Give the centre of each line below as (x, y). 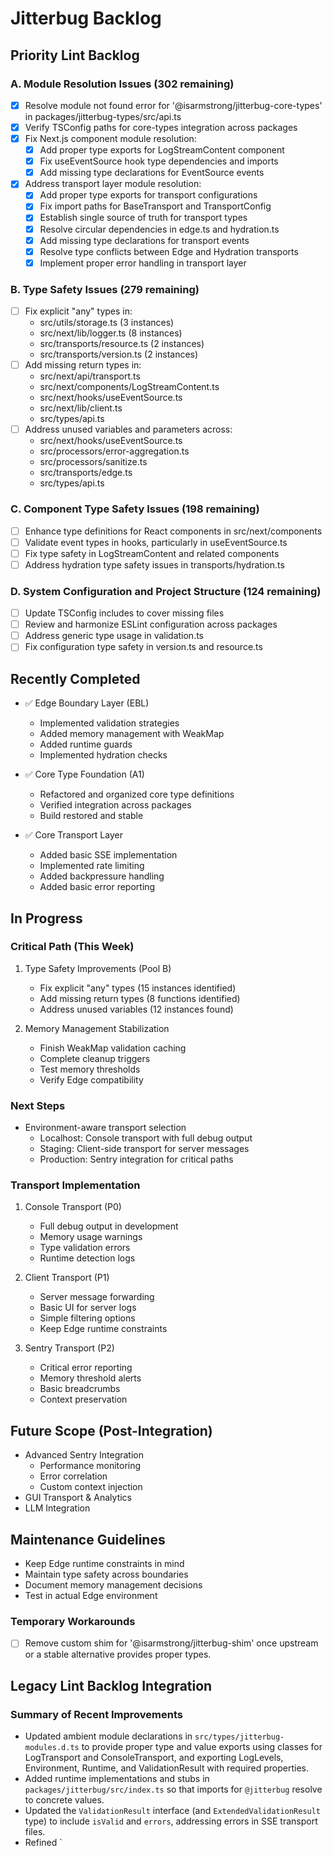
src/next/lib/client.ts (81, 408)
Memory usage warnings (91, 1237)
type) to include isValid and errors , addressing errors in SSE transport (171, 1821)
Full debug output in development (109, 1226)
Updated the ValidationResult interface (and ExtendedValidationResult (173, 1811)
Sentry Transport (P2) (69, 1348)
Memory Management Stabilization (97, 1028)
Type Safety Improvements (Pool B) (98, 968)
